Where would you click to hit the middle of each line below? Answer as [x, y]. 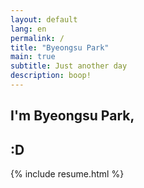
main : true [33, 57]
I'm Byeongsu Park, [72, 116]
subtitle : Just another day [69, 66]
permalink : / [37, 38]
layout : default [44, 19]
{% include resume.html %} [67, 174]
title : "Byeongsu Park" [60, 47]
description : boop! [51, 76]
